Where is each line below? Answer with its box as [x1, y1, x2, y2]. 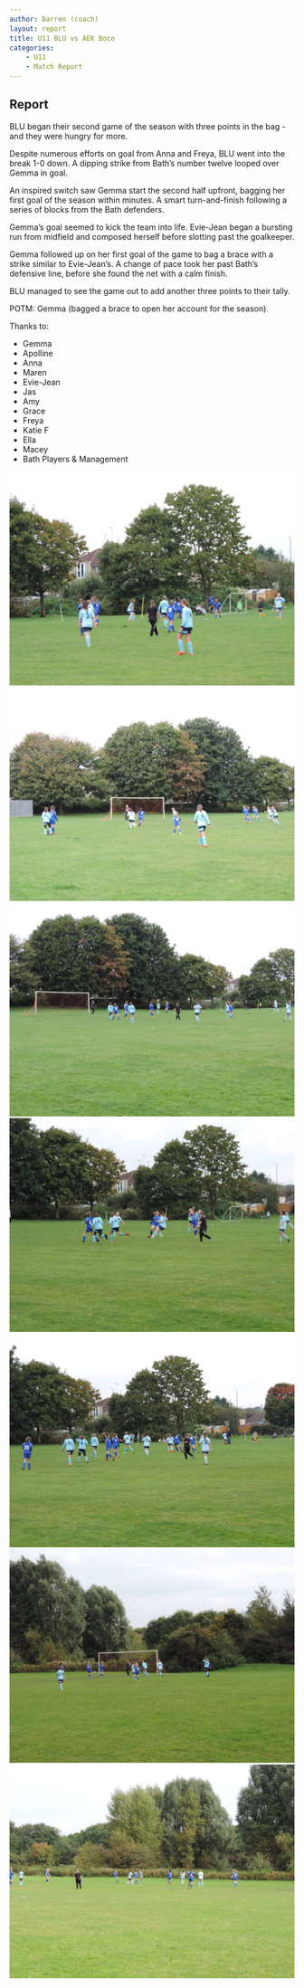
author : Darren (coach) [9, 14, 100, 24]
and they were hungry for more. [9, 130, 128, 141]
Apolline [22, 347, 54, 358]
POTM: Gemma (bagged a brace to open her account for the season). [9, 303, 270, 314]
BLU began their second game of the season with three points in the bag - [9, 120, 287, 131]
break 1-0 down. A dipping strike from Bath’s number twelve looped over [9, 157, 280, 168]
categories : [9, 43, 54, 52]
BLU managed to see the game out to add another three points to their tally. [9, 285, 291, 296]
